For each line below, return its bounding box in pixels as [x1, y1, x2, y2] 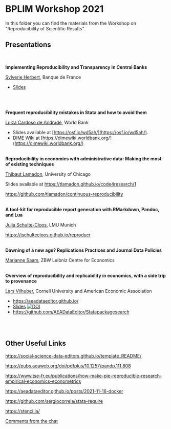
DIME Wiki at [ [12, 135, 43, 141]
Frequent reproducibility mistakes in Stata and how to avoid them [5, 109, 147, 116]
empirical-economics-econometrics [5, 378, 81, 384]
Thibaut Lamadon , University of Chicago [5, 171, 91, 177]
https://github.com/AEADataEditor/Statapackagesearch [12, 309, 130, 315]
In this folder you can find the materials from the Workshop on [5, 20, 137, 26]
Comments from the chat [5, 418, 58, 424]
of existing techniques [5, 161, 54, 167]
